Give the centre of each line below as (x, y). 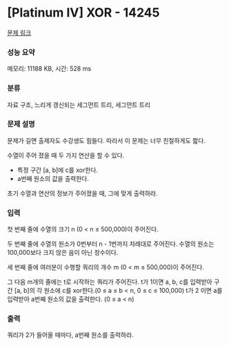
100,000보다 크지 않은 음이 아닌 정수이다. (63, 253)
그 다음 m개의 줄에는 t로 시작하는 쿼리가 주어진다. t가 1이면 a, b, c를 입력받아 (110, 282)
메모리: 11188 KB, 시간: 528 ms (49, 69)
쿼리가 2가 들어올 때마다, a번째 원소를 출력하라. (70, 335)
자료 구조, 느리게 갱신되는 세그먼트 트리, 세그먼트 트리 (79, 104)
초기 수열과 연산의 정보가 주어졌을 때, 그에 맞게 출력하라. (82, 193)
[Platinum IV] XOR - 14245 (83, 13)
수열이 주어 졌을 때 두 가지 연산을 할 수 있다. (66, 155)
